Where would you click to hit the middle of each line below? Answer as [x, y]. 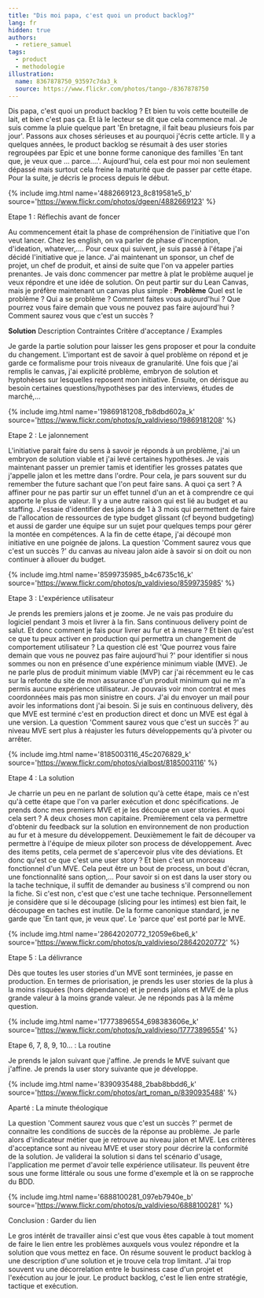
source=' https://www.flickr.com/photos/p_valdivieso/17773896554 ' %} [123, 1030]
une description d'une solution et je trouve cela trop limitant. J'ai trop [120, 1261]
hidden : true [29, 30]
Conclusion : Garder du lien [52, 1221]
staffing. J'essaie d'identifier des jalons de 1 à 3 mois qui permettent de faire [132, 510]
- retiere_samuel [44, 45]
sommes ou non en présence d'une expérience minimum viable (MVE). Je [128, 664]
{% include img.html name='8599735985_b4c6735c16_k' [101, 575]
